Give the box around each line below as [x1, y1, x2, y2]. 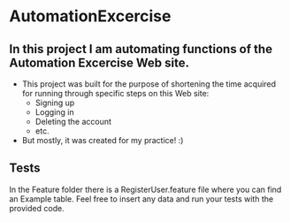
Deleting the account [34, 117, 112, 126]
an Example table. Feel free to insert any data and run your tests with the [9, 193, 274, 204]
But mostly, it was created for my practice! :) [21, 135, 184, 145]
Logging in [34, 107, 74, 117]
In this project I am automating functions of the [9, 42, 272, 57]
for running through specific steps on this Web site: [21, 88, 210, 98]
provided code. [9, 203, 65, 213]
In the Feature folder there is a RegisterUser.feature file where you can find [9, 184, 282, 195]
